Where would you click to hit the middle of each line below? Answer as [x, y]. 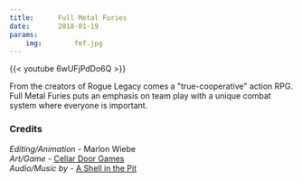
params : [24, 34]
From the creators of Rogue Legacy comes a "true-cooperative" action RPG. [151, 86]
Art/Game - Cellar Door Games [67, 158]
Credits [26, 129]
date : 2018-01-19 [54, 26]
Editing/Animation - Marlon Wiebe [73, 148]
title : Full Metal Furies [68, 18]
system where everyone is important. [79, 106]
